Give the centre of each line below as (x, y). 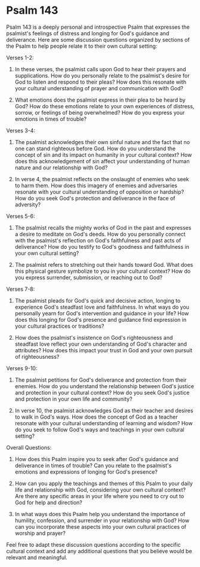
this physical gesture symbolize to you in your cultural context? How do (103, 271)
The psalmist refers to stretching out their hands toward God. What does (104, 264)
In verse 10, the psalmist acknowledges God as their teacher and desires (104, 410)
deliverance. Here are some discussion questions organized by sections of (98, 39)
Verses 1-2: (20, 57)
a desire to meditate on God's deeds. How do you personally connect (100, 234)
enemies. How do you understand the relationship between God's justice (104, 386)
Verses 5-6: (21, 216)
